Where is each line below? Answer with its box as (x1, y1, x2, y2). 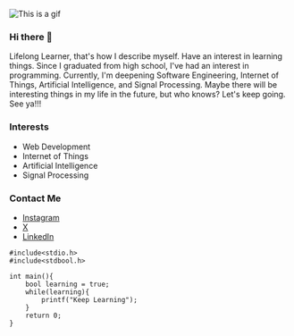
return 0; (25, 311, 63, 320)
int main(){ (9, 272, 54, 281)
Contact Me (9, 192, 62, 205)
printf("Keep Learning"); (41, 295, 139, 304)
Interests (9, 121, 49, 133)
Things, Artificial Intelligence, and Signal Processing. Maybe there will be (9, 80, 278, 90)
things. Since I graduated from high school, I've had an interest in (9, 61, 249, 71)
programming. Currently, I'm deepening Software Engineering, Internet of (9, 70, 280, 80)
